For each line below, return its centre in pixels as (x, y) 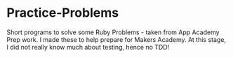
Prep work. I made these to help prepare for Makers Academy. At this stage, (116, 39)
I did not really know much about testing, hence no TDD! (88, 47)
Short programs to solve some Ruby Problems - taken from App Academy (113, 32)
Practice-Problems (63, 13)
